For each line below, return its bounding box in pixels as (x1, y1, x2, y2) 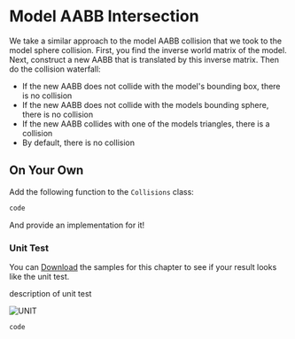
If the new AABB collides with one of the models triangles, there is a (21, 118, 270, 129)
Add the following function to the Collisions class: (9, 186, 195, 196)
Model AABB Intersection (9, 6, 199, 27)
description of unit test (9, 288, 92, 298)
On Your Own (9, 163, 84, 178)
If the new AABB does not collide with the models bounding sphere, (21, 99, 269, 110)
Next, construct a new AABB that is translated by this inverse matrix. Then (9, 54, 279, 65)
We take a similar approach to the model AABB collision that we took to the (9, 35, 282, 46)
